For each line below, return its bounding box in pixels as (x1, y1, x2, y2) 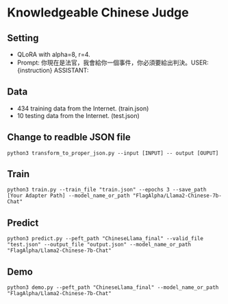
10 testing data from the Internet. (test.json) (16, 111, 140, 119)
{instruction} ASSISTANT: (16, 67, 89, 74)
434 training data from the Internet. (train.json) (16, 104, 149, 113)
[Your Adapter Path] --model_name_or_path (7, 192, 130, 200)
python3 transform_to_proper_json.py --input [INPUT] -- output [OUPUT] (7, 150, 219, 156)
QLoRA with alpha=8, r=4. (16, 50, 90, 58)
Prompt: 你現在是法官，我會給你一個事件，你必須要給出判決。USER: (16, 58, 209, 67)
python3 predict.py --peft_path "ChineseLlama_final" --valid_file (7, 235, 204, 242)
